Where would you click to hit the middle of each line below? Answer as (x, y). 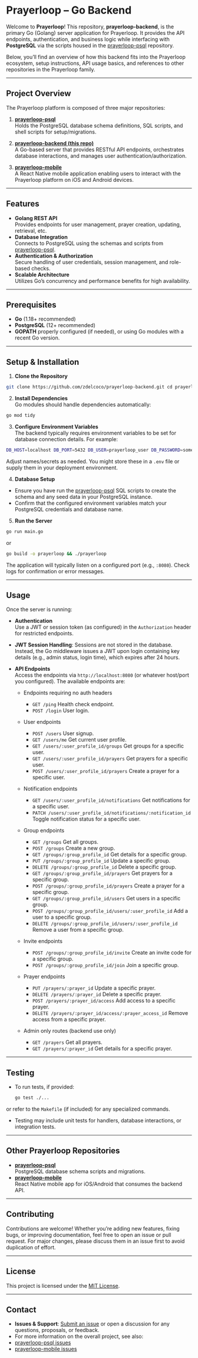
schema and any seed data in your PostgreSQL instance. (83, 497)
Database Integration (41, 237)
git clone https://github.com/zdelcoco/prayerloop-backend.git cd (89, 387)
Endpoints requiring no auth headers (68, 693)
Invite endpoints (43, 941)
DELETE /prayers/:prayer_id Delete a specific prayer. (97, 994)
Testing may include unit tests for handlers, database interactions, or (98, 1121)
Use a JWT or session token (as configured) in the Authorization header (103, 627)
